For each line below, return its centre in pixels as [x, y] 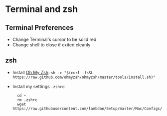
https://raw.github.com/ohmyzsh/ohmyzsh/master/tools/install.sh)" [84, 77]
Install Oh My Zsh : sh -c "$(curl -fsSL [53, 72]
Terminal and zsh [42, 9]
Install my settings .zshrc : [39, 86]
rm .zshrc [27, 100]
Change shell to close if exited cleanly [51, 45]
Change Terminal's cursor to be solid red [54, 39]
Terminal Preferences [39, 28]
